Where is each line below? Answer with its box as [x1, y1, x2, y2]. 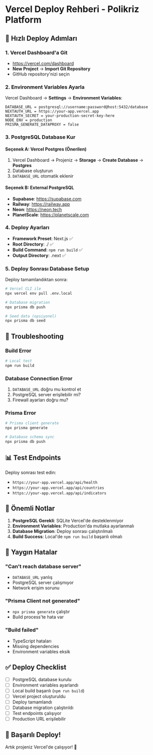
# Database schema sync [5, 434, 55, 440]
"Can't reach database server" [5, 563, 82, 570]
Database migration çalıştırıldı [12, 704, 74, 710]
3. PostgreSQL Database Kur [5, 134, 76, 141]
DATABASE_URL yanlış [12, 574, 53, 580]
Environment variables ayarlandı [12, 682, 79, 688]
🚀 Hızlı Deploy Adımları [5, 34, 77, 43]
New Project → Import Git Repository [12, 66, 91, 72]
